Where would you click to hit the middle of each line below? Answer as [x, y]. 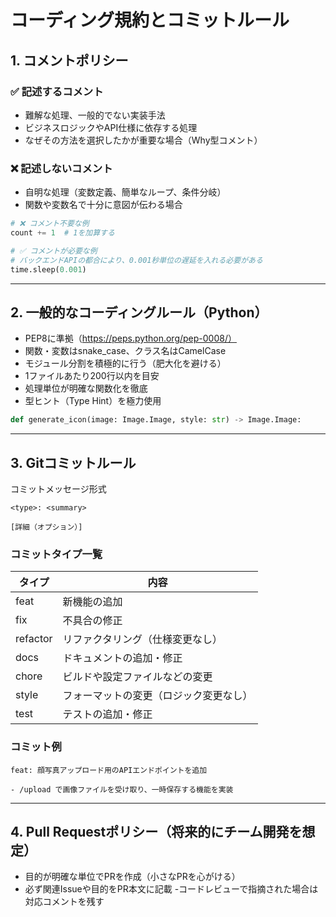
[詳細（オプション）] [46, 527]
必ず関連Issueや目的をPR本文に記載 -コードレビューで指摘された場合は [171, 889]
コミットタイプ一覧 [56, 554]
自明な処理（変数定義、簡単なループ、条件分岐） [125, 192]
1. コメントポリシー [69, 60]
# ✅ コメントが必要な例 [54, 251]
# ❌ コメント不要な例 [50, 224]
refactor [34, 639]
